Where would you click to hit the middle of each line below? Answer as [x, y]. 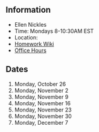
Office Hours [30, 50]
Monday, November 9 [41, 97]
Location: [26, 37]
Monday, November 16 [42, 103]
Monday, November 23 [43, 110]
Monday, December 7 [41, 122]
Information [28, 10]
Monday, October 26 [40, 84]
